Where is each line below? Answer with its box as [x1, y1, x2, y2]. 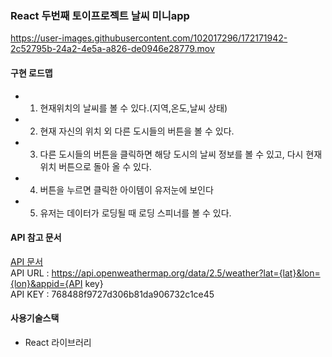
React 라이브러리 [24, 336, 92, 348]
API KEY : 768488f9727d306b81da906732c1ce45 [10, 288, 215, 300]
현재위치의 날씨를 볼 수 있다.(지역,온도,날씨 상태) [39, 102, 228, 114]
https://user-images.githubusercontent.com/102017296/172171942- [10, 32, 288, 44]
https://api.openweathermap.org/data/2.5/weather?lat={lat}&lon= [51, 267, 321, 279]
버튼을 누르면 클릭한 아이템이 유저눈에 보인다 [39, 183, 214, 196]
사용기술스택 [10, 312, 60, 324]
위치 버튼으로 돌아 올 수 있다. [39, 160, 152, 172]
